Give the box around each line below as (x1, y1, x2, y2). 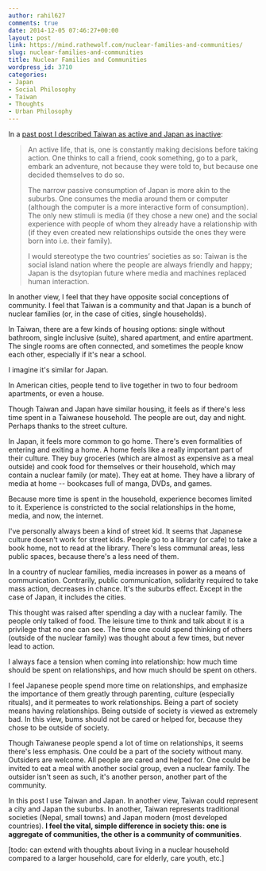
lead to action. (8, 642, 56, 651)
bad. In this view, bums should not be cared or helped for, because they (8, 715, 243, 723)
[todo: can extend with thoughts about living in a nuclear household (8, 845, 229, 854)
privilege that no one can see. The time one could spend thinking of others (8, 625, 253, 634)
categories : (8, 71, 48, 79)
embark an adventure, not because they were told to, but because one (27, 162, 259, 171)
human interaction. (27, 277, 90, 286)
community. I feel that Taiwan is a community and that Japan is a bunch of (8, 301, 252, 310)
